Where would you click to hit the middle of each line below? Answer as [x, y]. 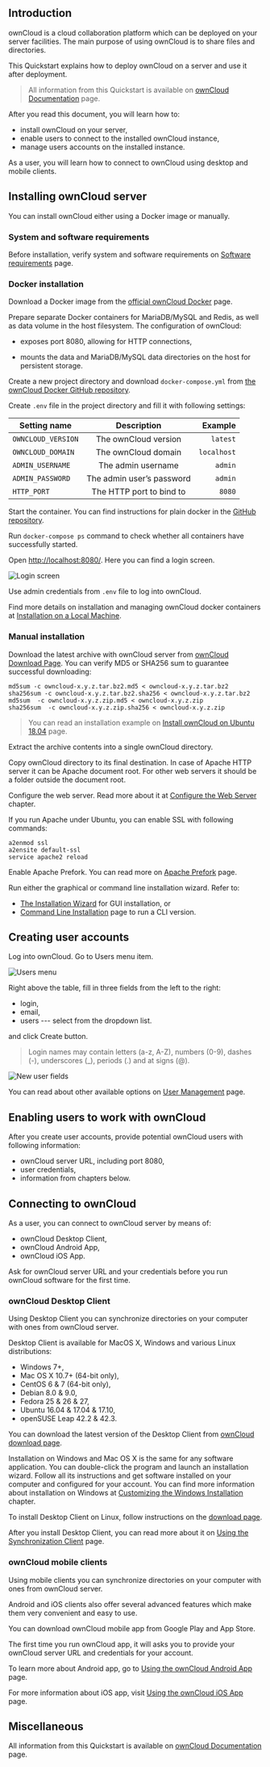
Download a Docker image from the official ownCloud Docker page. [120, 301]
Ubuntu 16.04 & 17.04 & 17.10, [67, 1410]
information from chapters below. [75, 1178]
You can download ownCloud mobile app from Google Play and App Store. [132, 1628]
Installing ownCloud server [78, 197]
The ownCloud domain [139, 452]
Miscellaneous [46, 1726]
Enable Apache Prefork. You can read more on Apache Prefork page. [123, 872]
